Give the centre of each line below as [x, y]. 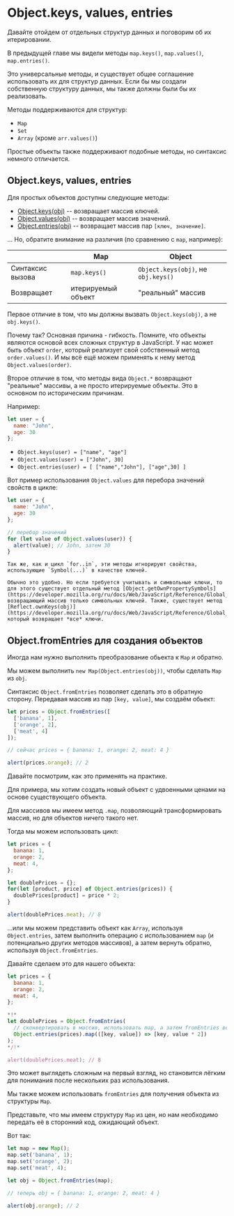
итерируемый [94, 288]
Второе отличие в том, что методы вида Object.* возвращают [100, 378]
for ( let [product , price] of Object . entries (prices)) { [90, 889]
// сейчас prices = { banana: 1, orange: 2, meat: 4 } [88, 750]
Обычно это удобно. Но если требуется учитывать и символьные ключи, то [115, 583]
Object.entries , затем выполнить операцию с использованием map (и [110, 935]
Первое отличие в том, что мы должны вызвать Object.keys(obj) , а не [112, 314]
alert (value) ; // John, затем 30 [62, 545]
